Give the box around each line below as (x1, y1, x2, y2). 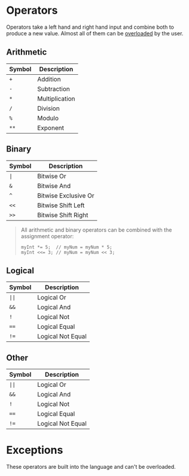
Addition (36, 75, 61, 83)
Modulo (36, 114, 59, 122)
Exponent (36, 123, 65, 132)
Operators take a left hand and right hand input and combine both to (6, 23, 175, 31)
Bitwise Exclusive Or (36, 191, 94, 199)
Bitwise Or (36, 172, 67, 180)
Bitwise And (36, 181, 71, 190)
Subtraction (36, 84, 71, 93)
